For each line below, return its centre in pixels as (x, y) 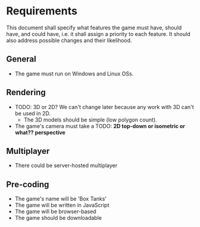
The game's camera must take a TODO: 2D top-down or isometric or (100, 126)
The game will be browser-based (56, 211)
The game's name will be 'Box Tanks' (61, 199)
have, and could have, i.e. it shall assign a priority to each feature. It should (98, 34)
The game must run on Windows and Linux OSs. (74, 74)
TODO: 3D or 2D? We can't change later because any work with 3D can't (104, 107)
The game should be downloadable (58, 218)
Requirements (42, 11)
